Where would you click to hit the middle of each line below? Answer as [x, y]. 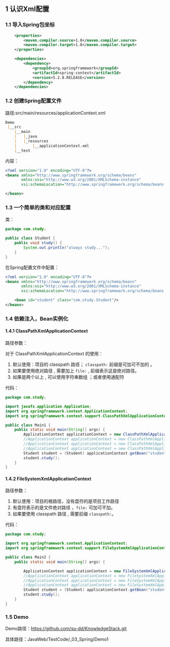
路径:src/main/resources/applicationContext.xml [55, 113]
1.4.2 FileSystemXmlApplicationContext [48, 479]
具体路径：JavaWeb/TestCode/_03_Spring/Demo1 [57, 639]
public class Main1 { [28, 425]
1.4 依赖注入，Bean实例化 [37, 318]
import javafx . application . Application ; [49, 406]
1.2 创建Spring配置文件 [33, 101]
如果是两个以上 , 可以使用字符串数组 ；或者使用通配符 [68, 377]
